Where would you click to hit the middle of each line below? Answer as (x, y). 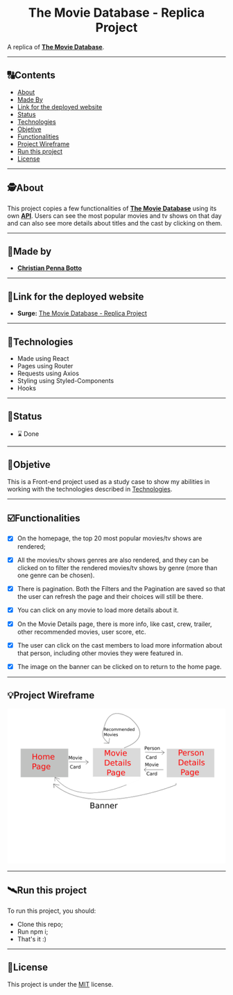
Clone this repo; (40, 924)
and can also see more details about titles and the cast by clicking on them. (115, 223)
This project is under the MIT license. (60, 984)
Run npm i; (33, 932)
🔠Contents (31, 76)
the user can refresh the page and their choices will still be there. (110, 596)
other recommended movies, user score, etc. (82, 632)
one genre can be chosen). (56, 575)
